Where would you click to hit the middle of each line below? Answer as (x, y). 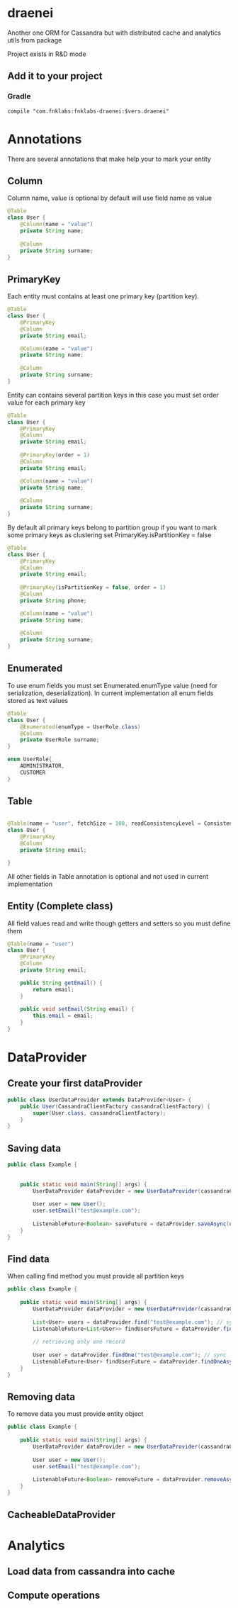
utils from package (35, 40)
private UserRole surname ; (60, 740)
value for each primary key (47, 403)
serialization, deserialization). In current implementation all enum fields (110, 693)
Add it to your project (55, 76)
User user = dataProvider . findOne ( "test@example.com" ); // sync (130, 1355)
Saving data (34, 1148)
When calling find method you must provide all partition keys (96, 1276)
